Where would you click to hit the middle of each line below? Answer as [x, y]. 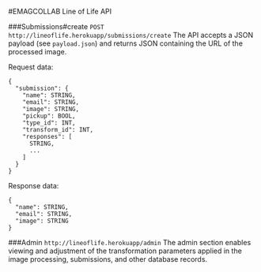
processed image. [38, 52]
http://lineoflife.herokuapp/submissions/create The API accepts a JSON [131, 35]
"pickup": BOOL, [49, 116]
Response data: [34, 186]
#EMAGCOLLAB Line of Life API [60, 11]
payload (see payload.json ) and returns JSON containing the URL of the [126, 43]
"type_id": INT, [49, 123]
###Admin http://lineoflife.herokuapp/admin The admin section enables [130, 242]
